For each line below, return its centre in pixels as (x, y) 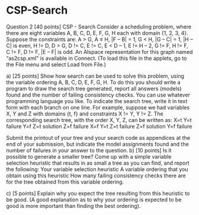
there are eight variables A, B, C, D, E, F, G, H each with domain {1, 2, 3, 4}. (97, 33)
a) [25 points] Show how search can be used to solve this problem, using (95, 76)
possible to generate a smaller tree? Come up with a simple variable (89, 156)
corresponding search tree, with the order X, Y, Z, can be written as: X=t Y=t (99, 120)
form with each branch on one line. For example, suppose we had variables (98, 107)
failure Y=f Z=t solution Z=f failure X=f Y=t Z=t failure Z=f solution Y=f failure (99, 126)
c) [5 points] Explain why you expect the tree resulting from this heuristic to (98, 193)
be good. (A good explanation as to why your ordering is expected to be (94, 200)
